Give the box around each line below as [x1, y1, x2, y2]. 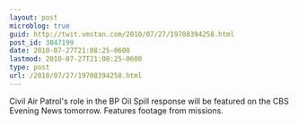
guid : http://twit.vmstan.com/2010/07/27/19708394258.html [9, 29, 235, 38]
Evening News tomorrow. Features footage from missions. [9, 104, 224, 116]
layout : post [9, 12, 58, 22]
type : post [9, 63, 50, 72]
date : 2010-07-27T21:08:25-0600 [9, 46, 130, 55]
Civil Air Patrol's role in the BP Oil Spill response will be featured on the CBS [9, 96, 289, 106]
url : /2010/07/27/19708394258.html [9, 71, 143, 80]
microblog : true [9, 21, 70, 30]
